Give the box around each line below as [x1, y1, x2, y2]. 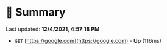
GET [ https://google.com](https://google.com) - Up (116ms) [14, 37, 162, 44]
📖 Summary [5, 5, 66, 19]
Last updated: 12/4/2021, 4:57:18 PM [5, 25, 100, 33]
